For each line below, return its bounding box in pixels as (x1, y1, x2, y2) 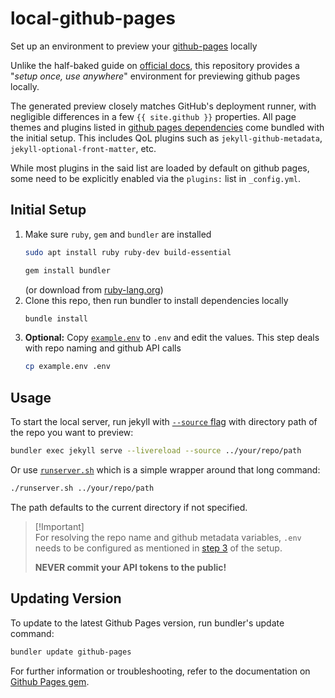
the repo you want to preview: (10, 427, 134, 439)
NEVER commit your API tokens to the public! (34, 561, 227, 573)
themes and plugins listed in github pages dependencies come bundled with (10, 121, 325, 133)
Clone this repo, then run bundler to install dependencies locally (24, 294, 289, 306)
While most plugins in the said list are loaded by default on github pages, (10, 162, 310, 174)
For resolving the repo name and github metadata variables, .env (34, 531, 302, 543)
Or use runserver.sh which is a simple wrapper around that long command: (10, 463, 321, 476)
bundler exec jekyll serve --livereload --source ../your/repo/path (10, 446, 302, 456)
